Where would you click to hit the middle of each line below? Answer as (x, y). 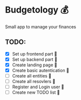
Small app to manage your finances (41, 27)
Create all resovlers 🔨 (34, 81)
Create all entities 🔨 (32, 76)
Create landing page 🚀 (35, 65)
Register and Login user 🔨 (38, 87)
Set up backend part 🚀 (35, 59)
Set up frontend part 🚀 (35, 54)
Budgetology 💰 (37, 10)
